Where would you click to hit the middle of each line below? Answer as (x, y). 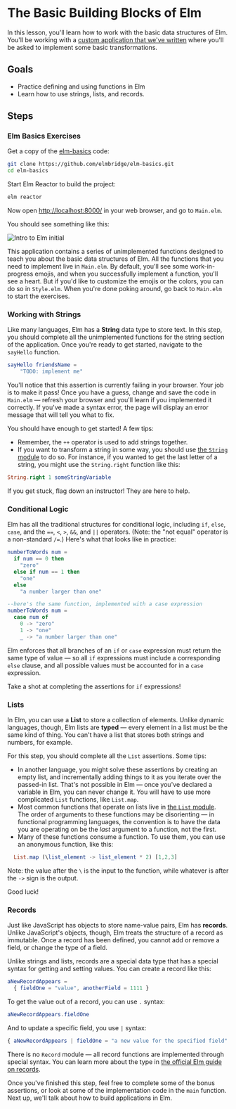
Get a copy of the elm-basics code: (59, 151)
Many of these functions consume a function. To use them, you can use (122, 836)
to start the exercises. (39, 296)
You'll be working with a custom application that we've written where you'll (116, 39)
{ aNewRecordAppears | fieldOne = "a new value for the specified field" (118, 1041)
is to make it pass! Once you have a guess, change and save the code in (112, 392)
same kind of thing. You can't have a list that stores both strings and (106, 735)
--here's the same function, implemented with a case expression (105, 604)
